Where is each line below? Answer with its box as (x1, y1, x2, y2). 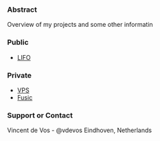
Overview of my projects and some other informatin (7, 21, 153, 29)
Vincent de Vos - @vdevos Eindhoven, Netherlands (7, 126, 152, 135)
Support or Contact (7, 110, 73, 120)
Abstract (7, 5, 38, 14)
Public (7, 38, 29, 47)
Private (7, 70, 32, 80)
